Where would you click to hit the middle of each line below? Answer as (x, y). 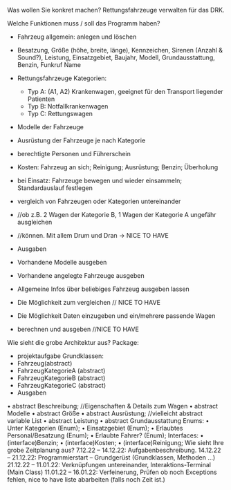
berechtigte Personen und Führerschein (74, 154)
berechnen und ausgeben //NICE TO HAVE (78, 329)
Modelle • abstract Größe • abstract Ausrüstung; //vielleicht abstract (105, 413)
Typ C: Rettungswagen (60, 114)
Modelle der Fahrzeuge (50, 127)
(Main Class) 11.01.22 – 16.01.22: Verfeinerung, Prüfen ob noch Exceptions (112, 472)
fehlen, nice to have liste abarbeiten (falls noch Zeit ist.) (86, 479)
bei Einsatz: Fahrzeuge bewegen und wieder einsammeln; (99, 180)
